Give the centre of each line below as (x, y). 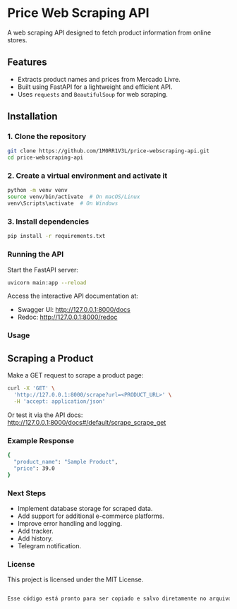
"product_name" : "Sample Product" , (66, 462)
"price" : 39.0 (34, 468)
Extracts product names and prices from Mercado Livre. (99, 79)
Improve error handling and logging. (69, 523)
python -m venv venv (38, 191)
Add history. (35, 538)
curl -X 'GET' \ (31, 388)
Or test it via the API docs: (45, 415)
